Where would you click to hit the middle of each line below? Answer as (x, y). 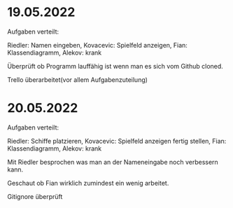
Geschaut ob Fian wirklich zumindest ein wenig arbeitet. (88, 183)
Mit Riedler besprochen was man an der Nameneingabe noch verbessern (113, 162)
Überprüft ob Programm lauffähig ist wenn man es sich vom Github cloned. (115, 66)
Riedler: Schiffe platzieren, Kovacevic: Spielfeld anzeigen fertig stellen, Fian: (117, 141)
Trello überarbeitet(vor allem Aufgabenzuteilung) (78, 79)
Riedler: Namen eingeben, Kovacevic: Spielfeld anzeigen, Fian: (97, 45)
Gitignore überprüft (35, 196)
